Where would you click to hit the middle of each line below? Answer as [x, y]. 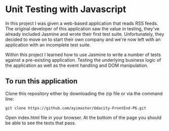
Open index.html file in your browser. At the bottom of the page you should [83, 117]
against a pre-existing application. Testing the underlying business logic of [83, 60]
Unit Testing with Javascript [66, 9]
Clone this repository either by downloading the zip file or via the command [84, 93]
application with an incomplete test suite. [48, 45]
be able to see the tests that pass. [41, 123]
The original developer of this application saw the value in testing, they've [82, 28]
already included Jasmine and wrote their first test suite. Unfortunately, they [85, 34]
